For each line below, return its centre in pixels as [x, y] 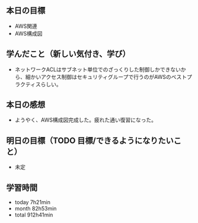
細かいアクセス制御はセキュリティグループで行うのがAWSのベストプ [109, 77]
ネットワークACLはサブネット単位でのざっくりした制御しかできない [98, 69]
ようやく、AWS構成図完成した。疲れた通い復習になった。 [86, 120]
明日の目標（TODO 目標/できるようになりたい [90, 140]
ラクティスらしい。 [38, 84]
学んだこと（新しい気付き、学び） [68, 54]
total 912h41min [34, 215]
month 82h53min [36, 209]
